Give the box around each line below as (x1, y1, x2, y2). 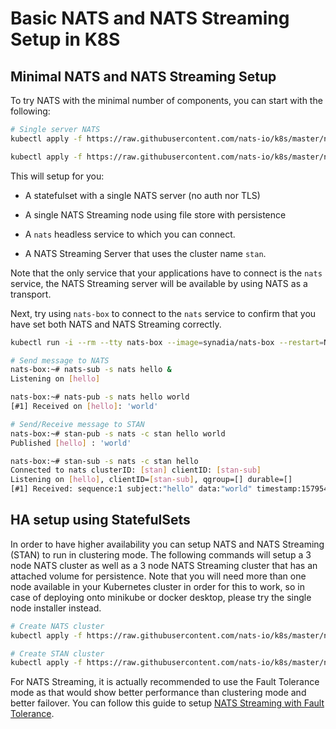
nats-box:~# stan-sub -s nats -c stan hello (10, 456, 199, 466)
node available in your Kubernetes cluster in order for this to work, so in (10, 580, 305, 592)
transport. (10, 288, 52, 300)
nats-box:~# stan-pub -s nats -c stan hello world (10, 428, 226, 439)
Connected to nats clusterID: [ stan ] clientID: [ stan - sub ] (10, 465, 262, 476)
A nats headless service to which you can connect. (24, 228, 236, 240)
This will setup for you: (10, 170, 105, 182)
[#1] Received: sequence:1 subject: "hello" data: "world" (10, 484, 253, 494)
